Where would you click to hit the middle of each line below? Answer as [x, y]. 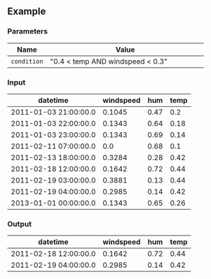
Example [27, 12]
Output [20, 224]
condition [27, 61]
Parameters [27, 31]
